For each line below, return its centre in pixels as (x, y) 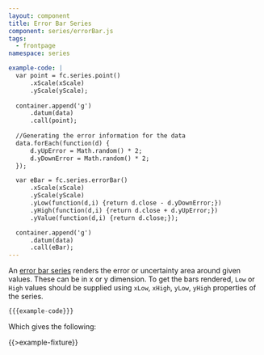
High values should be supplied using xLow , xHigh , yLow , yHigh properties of (132, 288)
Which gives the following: (52, 327)
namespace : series (39, 53)
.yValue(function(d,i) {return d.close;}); (104, 218)
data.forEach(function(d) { (63, 143)
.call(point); (54, 121)
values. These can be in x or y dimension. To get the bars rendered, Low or (132, 279)
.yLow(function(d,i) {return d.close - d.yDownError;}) (126, 203)
